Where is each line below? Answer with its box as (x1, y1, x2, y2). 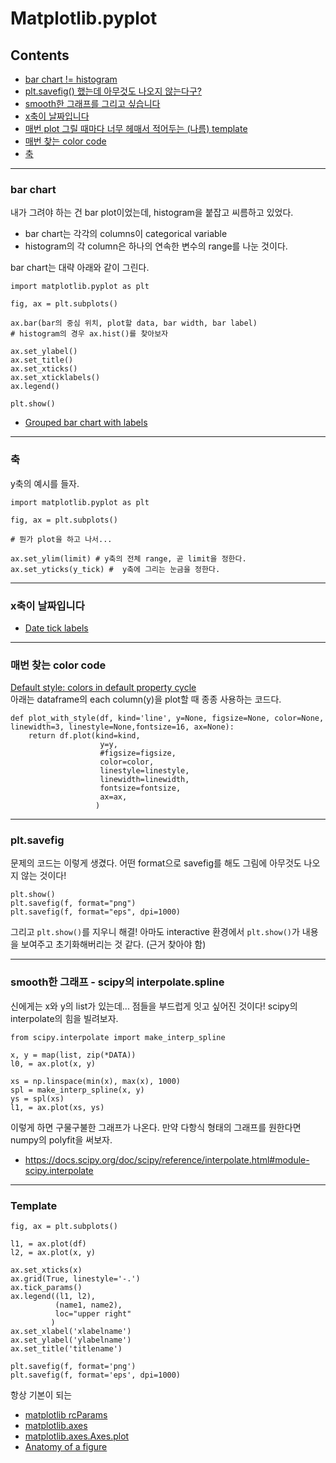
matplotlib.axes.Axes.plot (24, 1430, 130, 1442)
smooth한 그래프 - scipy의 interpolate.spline (10, 975, 225, 989)
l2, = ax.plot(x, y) (10, 1248, 97, 1258)
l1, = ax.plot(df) (10, 1239, 87, 1249)
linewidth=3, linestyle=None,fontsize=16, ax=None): (10, 722, 235, 732)
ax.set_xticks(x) (10, 1265, 83, 1276)
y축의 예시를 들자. (10, 477, 80, 489)
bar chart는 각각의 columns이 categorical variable (24, 228, 228, 240)
